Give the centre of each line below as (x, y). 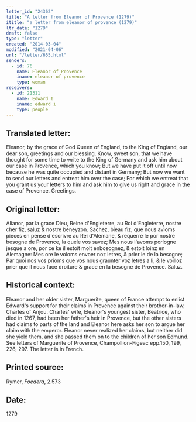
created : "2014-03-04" (34, 44)
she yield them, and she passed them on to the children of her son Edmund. (97, 337)
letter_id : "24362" (30, 11)
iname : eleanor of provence (51, 77)
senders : (17, 60)
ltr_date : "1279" (27, 28)
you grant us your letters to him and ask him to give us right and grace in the (98, 184)
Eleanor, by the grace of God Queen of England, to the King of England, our (97, 147)
